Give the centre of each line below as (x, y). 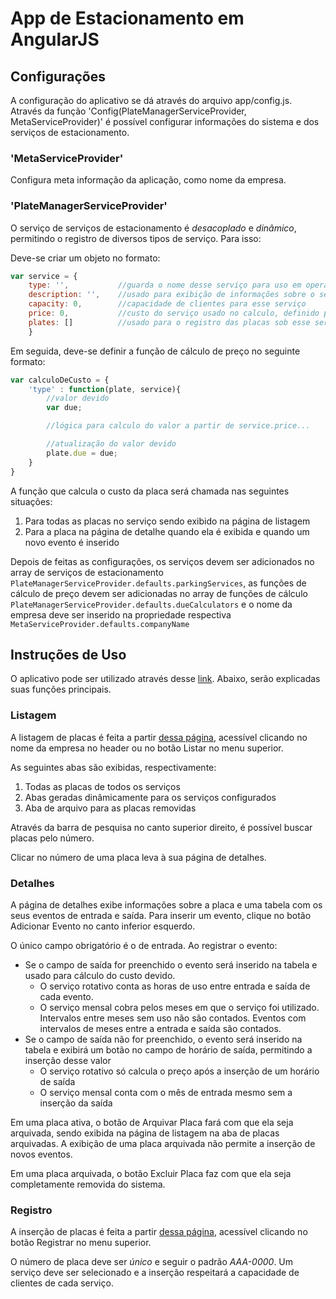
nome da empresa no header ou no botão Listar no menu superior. (147, 748)
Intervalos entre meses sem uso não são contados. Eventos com (173, 1018)
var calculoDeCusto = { (60, 380)
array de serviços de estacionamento (87, 572)
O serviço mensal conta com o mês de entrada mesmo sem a (166, 1092)
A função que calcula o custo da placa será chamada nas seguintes (150, 491)
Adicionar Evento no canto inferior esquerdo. (103, 926)
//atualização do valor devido (111, 444)
